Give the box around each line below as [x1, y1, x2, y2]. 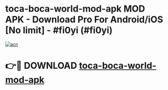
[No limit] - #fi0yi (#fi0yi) [5, 25, 113, 36]
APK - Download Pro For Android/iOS [5, 14, 163, 25]
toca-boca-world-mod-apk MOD [5, 3, 145, 15]
